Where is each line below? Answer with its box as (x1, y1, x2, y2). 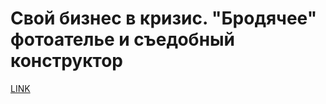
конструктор (10, 50, 123, 72)
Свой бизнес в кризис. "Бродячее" (10, 7, 318, 30)
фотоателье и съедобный (10, 28, 236, 51)
